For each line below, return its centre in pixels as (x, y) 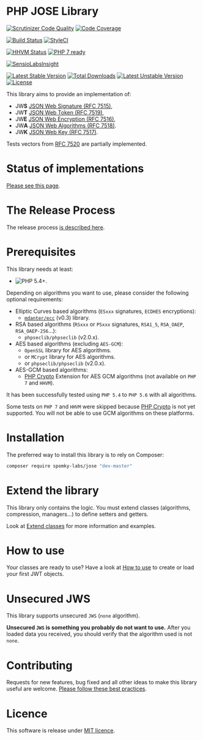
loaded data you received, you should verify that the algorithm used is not (99, 634)
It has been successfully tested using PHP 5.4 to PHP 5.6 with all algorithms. (102, 395)
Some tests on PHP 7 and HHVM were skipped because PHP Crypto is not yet (101, 406)
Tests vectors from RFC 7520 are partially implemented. (77, 144)
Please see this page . (33, 186)
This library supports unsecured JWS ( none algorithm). (73, 616)
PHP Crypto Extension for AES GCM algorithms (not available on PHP (110, 376)
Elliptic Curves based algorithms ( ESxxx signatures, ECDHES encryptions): (106, 311)
